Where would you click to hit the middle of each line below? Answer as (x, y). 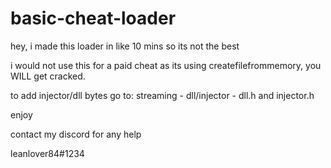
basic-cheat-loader (93, 18)
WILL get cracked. (48, 76)
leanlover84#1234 (47, 153)
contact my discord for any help (76, 134)
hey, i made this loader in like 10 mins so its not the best (125, 46)
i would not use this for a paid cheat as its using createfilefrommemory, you (166, 65)
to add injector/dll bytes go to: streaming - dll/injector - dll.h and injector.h (162, 95)
